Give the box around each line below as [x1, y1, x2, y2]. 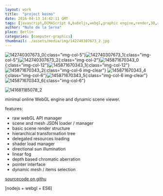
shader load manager [12, 141, 55, 147]
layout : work [5, 7, 32, 12]
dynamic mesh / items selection [12, 166, 76, 172]
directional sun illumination [12, 146, 66, 151]
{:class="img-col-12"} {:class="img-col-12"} [5, 62, 130, 68]
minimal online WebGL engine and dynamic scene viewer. [5, 96, 120, 102]
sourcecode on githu [5, 176, 47, 181]
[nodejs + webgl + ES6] [5, 185, 52, 191]
